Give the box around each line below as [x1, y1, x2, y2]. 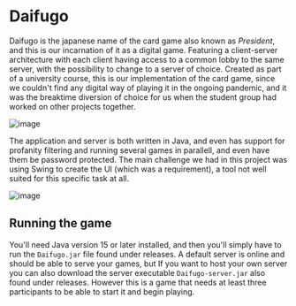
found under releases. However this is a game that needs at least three [9, 277, 267, 287]
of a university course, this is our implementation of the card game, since [9, 73, 276, 83]
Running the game [9, 216, 112, 231]
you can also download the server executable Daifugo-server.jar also [9, 267, 266, 278]
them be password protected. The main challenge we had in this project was [9, 154, 288, 164]
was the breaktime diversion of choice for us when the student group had [9, 91, 277, 103]
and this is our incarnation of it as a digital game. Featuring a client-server [9, 44, 278, 55]
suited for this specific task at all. [9, 172, 130, 183]
